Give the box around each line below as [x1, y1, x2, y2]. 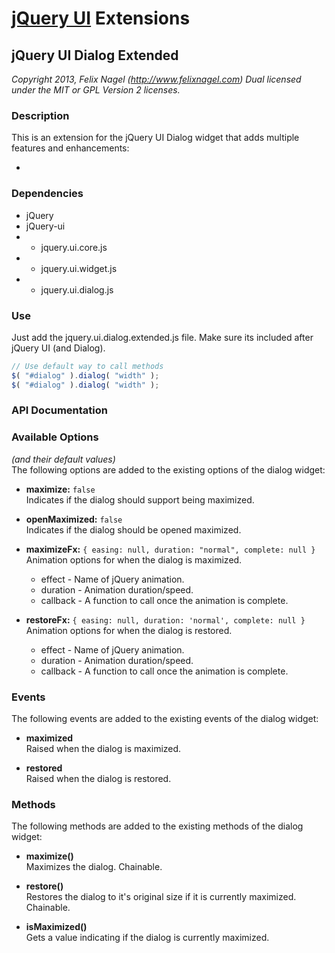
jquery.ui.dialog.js [40, 283, 114, 296]
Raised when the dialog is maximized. [25, 743, 182, 755]
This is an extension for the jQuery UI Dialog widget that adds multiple [11, 132, 300, 144]
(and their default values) [11, 453, 116, 465]
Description [11, 108, 70, 122]
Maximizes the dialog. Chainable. [25, 861, 163, 873]
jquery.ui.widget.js [40, 262, 118, 274]
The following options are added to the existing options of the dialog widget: [11, 463, 326, 476]
